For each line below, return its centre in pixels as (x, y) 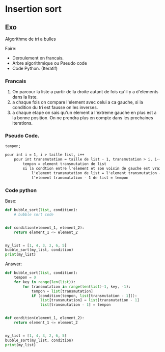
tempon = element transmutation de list (65, 164)
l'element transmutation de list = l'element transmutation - (96, 173)
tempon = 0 (25, 278)
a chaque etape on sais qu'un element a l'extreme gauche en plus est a (84, 113)
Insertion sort (33, 9)
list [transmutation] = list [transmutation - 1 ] (90, 300)
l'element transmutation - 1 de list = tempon (80, 178)
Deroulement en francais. (38, 58)
